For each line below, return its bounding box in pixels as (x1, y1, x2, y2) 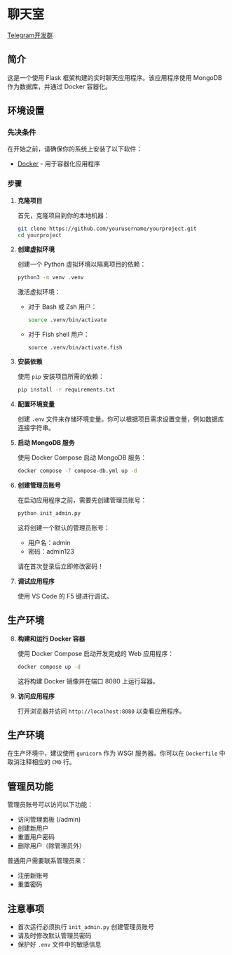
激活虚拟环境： (17, 288, 61, 296)
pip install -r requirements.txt (17, 387, 116, 394)
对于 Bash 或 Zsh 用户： (27, 302, 97, 311)
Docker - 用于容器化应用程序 (17, 159, 100, 168)
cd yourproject (17, 232, 62, 239)
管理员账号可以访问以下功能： (7, 801, 93, 809)
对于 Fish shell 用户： (27, 330, 90, 339)
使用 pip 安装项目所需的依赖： (17, 373, 105, 381)
